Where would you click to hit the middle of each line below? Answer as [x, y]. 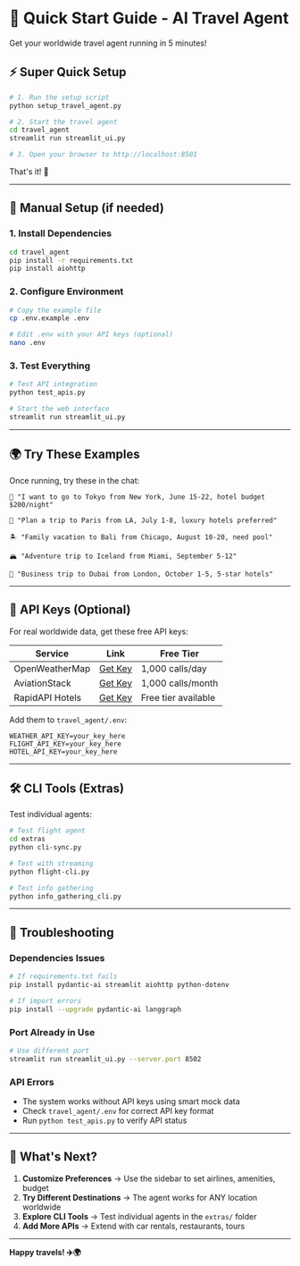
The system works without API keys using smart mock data [131, 1101]
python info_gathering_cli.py [66, 896]
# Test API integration [54, 384]
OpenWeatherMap [52, 668]
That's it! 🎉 [29, 172]
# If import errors [46, 1000]
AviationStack [42, 683]
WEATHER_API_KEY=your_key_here [67, 736]
